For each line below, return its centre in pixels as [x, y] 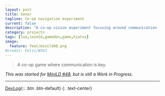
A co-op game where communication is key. [62, 65]
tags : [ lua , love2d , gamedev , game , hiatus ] [47, 37]
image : [12, 42]
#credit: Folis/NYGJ [26, 50]
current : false [21, 23]
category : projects [25, 32]
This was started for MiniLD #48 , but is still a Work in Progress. [69, 74]
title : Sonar [18, 14]
